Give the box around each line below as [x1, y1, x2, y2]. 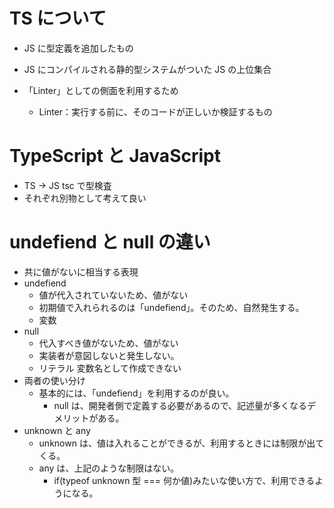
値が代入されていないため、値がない [38, 289, 189, 301]
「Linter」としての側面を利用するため [23, 84, 179, 96]
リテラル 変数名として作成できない [38, 362, 182, 374]
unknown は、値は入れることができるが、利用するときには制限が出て [38, 437, 325, 449]
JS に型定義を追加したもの [23, 42, 134, 54]
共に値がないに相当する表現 [23, 265, 139, 278]
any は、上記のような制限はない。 [38, 462, 180, 474]
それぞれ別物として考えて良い [23, 192, 147, 204]
